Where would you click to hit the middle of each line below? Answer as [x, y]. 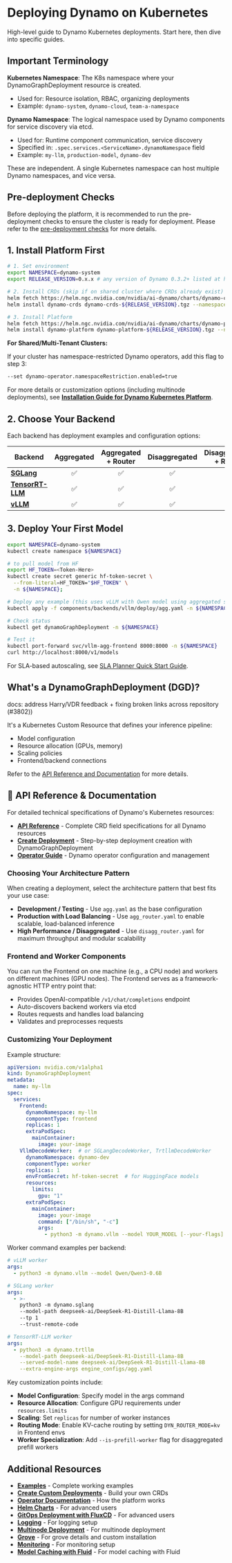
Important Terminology [58, 61]
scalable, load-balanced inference [66, 923]
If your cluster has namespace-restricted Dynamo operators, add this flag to [116, 356]
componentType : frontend [61, 1119]
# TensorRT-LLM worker [40, 1337]
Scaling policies [40, 753]
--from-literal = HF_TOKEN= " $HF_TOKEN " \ [71, 583]
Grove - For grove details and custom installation [87, 1537]
